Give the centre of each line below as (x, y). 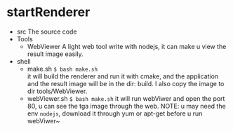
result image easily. (55, 54)
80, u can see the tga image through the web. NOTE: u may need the (126, 106)
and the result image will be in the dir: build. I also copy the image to (126, 83)
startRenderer (48, 12)
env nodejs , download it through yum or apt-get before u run (115, 113)
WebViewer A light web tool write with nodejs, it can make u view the (127, 46)
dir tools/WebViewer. (57, 91)
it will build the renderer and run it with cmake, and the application (123, 76)
